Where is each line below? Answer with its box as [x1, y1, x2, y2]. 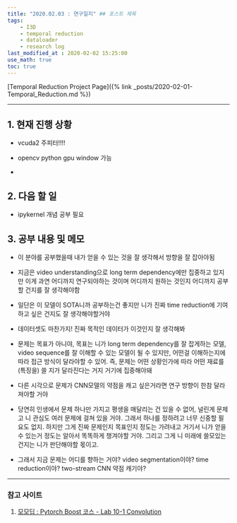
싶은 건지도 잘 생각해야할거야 [30, 310, 111, 318]
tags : [7, 17, 23, 24]
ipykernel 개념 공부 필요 [17, 210, 85, 219]
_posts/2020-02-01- [133, 82, 193, 90]
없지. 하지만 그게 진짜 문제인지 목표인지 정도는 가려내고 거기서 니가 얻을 [30, 423, 227, 431]
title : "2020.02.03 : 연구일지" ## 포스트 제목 [7, 10, 136, 18]
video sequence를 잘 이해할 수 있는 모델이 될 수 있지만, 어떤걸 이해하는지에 [17, 348, 226, 357]
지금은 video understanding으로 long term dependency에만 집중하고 [17, 268, 212, 276]
